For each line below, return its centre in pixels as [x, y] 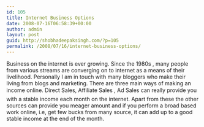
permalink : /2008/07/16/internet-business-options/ [74, 47]
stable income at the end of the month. [55, 118]
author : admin [25, 29]
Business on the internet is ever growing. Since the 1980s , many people [97, 63]
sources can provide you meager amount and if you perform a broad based [102, 106]
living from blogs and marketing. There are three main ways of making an [99, 83]
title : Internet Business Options [51, 18]
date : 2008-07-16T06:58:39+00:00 [49, 23]
